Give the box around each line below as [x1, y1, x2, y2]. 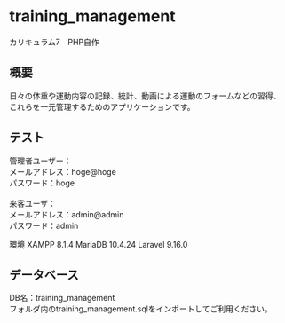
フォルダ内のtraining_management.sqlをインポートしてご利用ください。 [9, 303, 273, 314]
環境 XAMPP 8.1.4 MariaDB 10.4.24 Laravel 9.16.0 [9, 239, 188, 249]
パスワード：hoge [9, 177, 75, 188]
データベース [9, 267, 79, 282]
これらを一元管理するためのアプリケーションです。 [9, 101, 195, 112]
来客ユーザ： [9, 198, 56, 209]
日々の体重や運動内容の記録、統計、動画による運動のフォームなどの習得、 [9, 91, 281, 101]
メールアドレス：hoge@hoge [9, 166, 117, 177]
